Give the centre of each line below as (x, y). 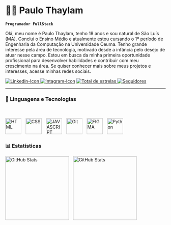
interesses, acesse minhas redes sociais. (48, 71)
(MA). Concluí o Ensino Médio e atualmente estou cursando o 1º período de (84, 39)
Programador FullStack (29, 24)
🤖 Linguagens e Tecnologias (41, 99)
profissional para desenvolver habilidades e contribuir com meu (72, 60)
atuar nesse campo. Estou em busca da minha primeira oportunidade (78, 55)
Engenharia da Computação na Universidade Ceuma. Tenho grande (76, 44)
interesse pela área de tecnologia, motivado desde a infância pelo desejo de (85, 49)
